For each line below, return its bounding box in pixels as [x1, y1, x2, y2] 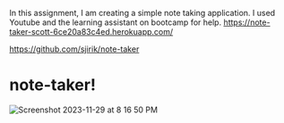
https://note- [223, 17, 271, 28]
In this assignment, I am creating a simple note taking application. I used [9, 8, 276, 18]
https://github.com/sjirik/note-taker [9, 44, 140, 54]
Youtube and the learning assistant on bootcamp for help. [9, 17, 222, 28]
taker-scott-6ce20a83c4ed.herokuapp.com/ [9, 27, 174, 37]
